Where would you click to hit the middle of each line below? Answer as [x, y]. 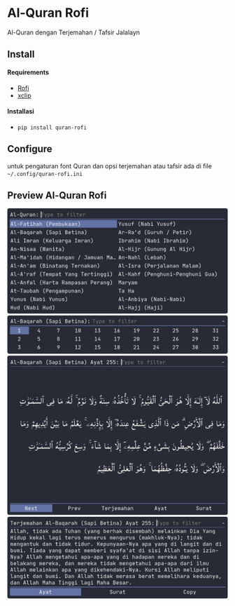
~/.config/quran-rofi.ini [45, 174]
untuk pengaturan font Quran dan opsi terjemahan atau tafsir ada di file [109, 166]
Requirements [28, 72]
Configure [30, 149]
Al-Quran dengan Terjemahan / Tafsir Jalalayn [74, 32]
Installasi [21, 112]
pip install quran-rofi [52, 128]
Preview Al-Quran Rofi [57, 195]
